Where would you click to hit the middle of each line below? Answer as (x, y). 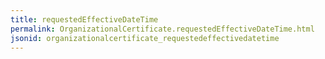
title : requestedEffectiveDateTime (84, 19)
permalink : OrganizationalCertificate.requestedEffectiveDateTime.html (162, 29)
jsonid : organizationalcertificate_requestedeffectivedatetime (145, 38)
